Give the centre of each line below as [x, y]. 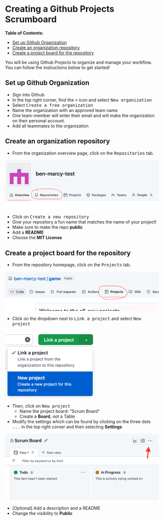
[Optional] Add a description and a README [56, 508]
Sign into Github [28, 94]
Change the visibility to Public [42, 513]
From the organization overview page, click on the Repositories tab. [83, 153]
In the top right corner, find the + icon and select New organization [82, 100]
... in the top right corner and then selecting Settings [67, 427]
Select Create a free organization [53, 105]
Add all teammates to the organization [50, 126]
